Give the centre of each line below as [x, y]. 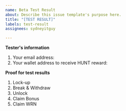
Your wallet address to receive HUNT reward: [60, 63]
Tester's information [27, 48]
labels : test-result [27, 24]
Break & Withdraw [31, 88]
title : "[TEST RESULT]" [30, 19]
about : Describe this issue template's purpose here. [64, 15]
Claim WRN [25, 104]
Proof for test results [28, 73]
